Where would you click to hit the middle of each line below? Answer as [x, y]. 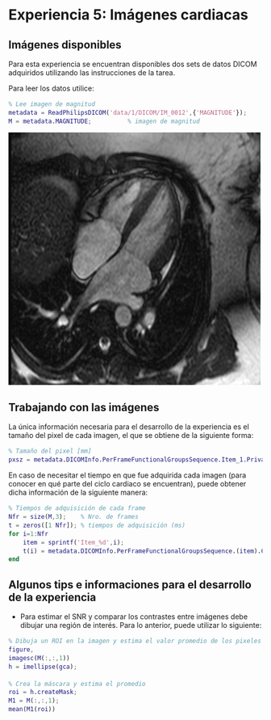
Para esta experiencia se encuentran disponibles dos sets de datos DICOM [133, 64]
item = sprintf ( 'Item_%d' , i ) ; [74, 542]
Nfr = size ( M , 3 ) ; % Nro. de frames [73, 517]
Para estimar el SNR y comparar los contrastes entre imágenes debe [134, 617]
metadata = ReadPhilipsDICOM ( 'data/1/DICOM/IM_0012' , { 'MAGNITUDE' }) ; [128, 112]
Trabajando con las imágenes [84, 408]
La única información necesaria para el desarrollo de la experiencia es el [129, 427]
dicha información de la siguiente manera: [78, 493]
